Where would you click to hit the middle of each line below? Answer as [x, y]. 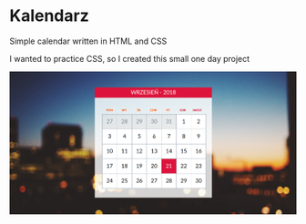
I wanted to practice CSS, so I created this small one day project [130, 58]
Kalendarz [49, 16]
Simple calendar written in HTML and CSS [88, 41]
